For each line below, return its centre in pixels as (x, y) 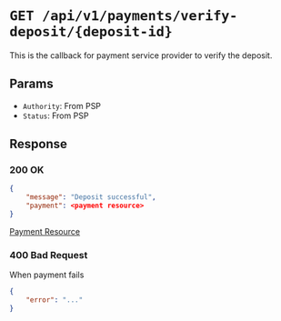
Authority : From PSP (62, 105)
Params (31, 84)
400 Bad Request (49, 255)
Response (39, 144)
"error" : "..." (55, 300)
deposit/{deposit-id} (91, 32)
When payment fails (47, 275)
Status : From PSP (55, 115)
